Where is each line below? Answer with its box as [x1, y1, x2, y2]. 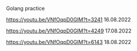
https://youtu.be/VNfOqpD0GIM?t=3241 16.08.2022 [6, 16, 131, 23]
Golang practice [6, 5, 45, 12]
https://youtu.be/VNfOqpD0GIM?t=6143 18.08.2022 [6, 39, 131, 45]
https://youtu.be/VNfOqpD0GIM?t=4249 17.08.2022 [6, 27, 132, 34]
